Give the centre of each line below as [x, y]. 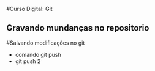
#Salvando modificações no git [46, 43]
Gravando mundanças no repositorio [78, 28]
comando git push [38, 54]
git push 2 [28, 61]
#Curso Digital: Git [30, 9]
